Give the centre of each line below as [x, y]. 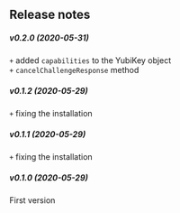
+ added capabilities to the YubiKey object [90, 60]
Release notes [50, 15]
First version [32, 200]
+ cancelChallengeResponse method [74, 70]
